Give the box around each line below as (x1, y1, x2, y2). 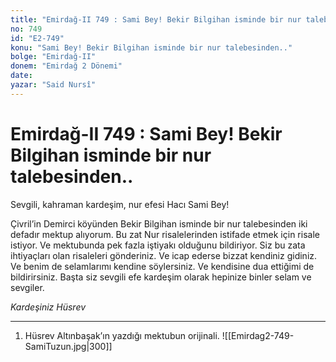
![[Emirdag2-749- (221, 329, 295, 341)
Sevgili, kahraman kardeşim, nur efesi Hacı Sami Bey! (10, 198, 230, 210)
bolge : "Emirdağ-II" (10, 52, 97, 62)
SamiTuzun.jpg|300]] (24, 340, 113, 352)
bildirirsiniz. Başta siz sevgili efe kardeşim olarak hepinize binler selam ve (10, 271, 312, 283)
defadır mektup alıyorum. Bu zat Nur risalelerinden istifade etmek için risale (10, 228, 320, 240)
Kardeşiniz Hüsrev (10, 301, 87, 313)
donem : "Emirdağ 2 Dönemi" (10, 61, 123, 71)
